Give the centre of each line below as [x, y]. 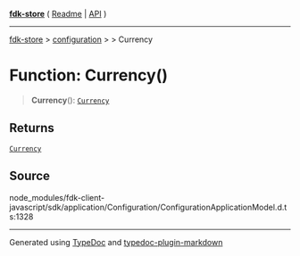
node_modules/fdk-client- [57, 197]
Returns [32, 128]
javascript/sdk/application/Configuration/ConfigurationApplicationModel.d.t [148, 207]
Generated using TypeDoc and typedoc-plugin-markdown [116, 242]
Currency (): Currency [70, 100]
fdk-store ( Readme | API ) [58, 14]
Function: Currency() [88, 75]
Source [30, 176]
